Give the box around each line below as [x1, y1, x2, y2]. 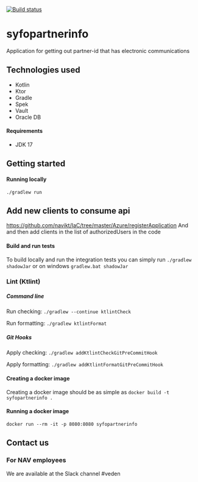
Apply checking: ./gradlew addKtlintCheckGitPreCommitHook [6, 349, 158, 356]
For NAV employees [6, 456, 66, 464]
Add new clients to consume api [6, 205, 130, 216]
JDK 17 [15, 141, 33, 148]
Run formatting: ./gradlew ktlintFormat [6, 320, 107, 327]
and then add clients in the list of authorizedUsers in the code [6, 229, 161, 236]
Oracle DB [15, 113, 41, 121]
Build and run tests [6, 242, 55, 249]
